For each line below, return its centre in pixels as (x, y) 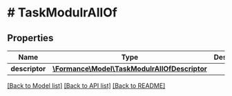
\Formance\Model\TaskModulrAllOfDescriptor (130, 69)
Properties (30, 38)
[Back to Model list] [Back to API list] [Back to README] (86, 86)
